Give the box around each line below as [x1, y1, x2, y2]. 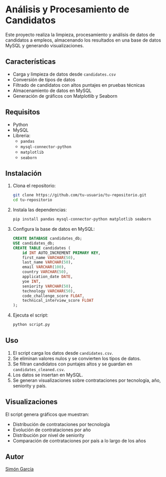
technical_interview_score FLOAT [22, 298, 94, 303]
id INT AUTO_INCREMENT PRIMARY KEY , [22, 250, 101, 255]
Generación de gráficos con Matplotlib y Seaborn [12, 93, 118, 99]
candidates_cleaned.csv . [12, 366, 65, 372]
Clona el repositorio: [12, 182, 56, 189]
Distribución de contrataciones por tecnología [12, 421, 110, 427]
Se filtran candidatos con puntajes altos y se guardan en [12, 361, 133, 367]
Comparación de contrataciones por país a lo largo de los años [12, 437, 146, 444]
